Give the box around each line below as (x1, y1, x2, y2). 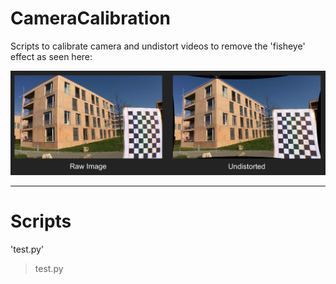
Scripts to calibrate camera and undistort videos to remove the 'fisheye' (10, 40, 306, 52)
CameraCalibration (10, 7, 171, 30)
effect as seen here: (10, 50, 93, 62)
